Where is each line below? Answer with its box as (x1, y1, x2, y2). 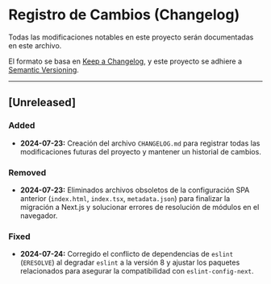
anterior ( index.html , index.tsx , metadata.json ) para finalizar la (19, 193, 231, 203)
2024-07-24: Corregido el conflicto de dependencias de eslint (19, 249, 234, 259)
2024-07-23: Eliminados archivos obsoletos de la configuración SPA (19, 185, 250, 195)
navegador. (19, 211, 58, 220)
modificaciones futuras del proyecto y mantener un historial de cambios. (19, 146, 262, 156)
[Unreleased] (8, 96, 77, 109)
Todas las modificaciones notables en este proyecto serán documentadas (8, 32, 254, 42)
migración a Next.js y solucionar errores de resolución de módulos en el (19, 202, 260, 212)
